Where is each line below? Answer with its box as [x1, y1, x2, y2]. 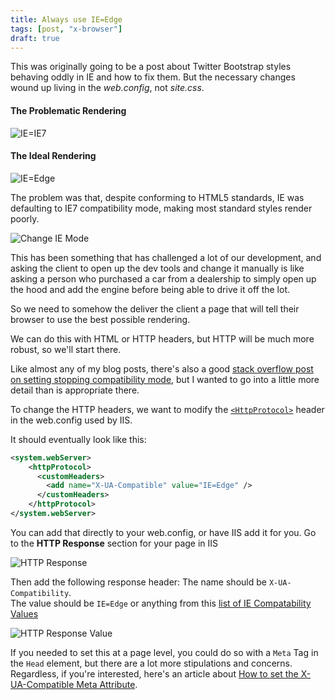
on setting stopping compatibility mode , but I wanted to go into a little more [10, 373, 320, 385]
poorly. [10, 212, 40, 225]
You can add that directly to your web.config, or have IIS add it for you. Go [10, 526, 317, 538]
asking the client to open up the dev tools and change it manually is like [10, 262, 305, 274]
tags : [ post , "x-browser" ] [10, 24, 123, 34]
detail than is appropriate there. [10, 384, 140, 396]
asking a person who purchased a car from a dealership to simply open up [10, 272, 317, 285]
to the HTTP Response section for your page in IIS [10, 537, 219, 549]
